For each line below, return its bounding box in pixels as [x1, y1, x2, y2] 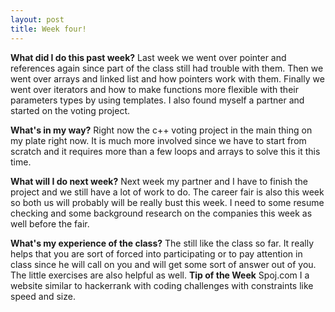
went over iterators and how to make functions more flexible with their [10, 83, 299, 95]
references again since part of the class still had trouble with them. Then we [10, 62, 324, 74]
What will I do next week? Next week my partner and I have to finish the [10, 175, 308, 187]
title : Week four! [10, 24, 87, 34]
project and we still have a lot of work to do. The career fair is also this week [10, 186, 325, 198]
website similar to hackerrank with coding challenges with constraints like [10, 279, 314, 291]
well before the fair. [10, 217, 90, 230]
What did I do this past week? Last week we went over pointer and [10, 51, 287, 63]
